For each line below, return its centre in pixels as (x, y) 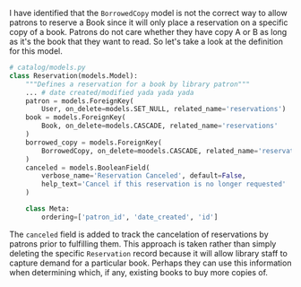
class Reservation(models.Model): (74, 75)
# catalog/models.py (48, 67)
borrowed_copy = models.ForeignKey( (94, 143)
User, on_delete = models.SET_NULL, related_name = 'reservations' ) (164, 109)
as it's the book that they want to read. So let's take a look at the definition (146, 41)
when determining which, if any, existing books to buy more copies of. (139, 272)
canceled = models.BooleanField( (88, 168)
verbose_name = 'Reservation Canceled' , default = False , (144, 176)
